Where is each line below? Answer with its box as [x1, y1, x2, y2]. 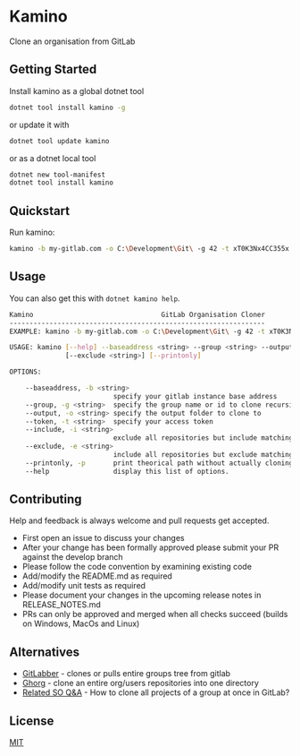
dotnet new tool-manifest [9, 170, 105, 179]
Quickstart [9, 203, 71, 219]
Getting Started [9, 62, 97, 77]
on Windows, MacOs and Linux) [21, 618, 140, 629]
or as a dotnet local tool [9, 152, 96, 163]
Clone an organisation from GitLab [9, 36, 136, 47]
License [9, 713, 54, 728]
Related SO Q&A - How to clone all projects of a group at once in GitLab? [21, 687, 290, 698]
